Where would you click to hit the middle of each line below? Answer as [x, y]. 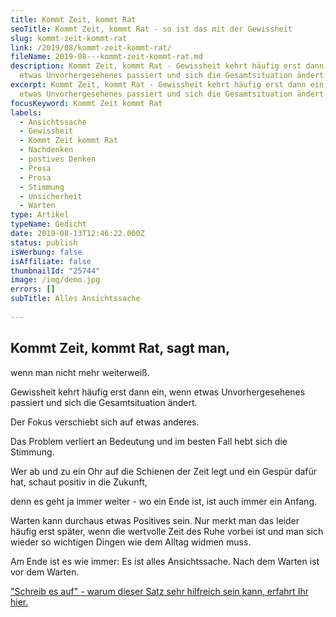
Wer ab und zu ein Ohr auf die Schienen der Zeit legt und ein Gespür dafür [164, 471]
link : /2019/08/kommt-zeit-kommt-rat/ [91, 47]
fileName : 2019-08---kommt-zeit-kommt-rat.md [106, 57]
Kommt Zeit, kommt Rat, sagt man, [120, 348]
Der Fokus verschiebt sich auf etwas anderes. [105, 422]
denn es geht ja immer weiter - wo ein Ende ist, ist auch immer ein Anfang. [164, 501]
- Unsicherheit [51, 196]
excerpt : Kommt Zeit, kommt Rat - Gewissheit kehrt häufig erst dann [158, 85]
